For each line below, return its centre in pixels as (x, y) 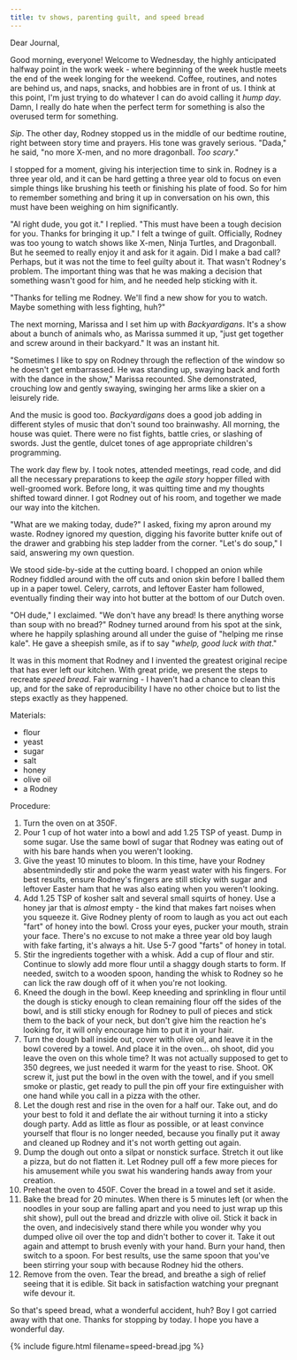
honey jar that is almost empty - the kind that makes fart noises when (149, 907)
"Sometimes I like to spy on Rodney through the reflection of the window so (148, 360)
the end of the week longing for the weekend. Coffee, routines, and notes (144, 78)
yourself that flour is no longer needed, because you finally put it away (152, 1133)
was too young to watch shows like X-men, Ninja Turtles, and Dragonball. (143, 242)
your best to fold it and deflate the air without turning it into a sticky (145, 1114)
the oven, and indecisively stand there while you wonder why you (142, 1227)
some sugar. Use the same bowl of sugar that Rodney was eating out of (153, 841)
